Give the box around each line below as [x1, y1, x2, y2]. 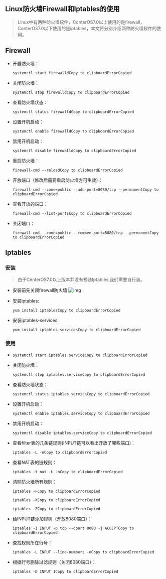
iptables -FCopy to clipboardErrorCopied [12, 489, 100, 494]
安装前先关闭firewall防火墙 [12, 287, 68, 294]
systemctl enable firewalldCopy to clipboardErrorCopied [12, 128, 134, 134]
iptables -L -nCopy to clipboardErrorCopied [12, 450, 107, 455]
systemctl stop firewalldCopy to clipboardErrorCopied [12, 90, 130, 95]
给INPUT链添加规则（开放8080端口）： [12, 516, 92, 522]
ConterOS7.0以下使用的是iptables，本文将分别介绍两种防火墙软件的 [17, 25, 157, 31]
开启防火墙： [12, 60, 39, 66]
